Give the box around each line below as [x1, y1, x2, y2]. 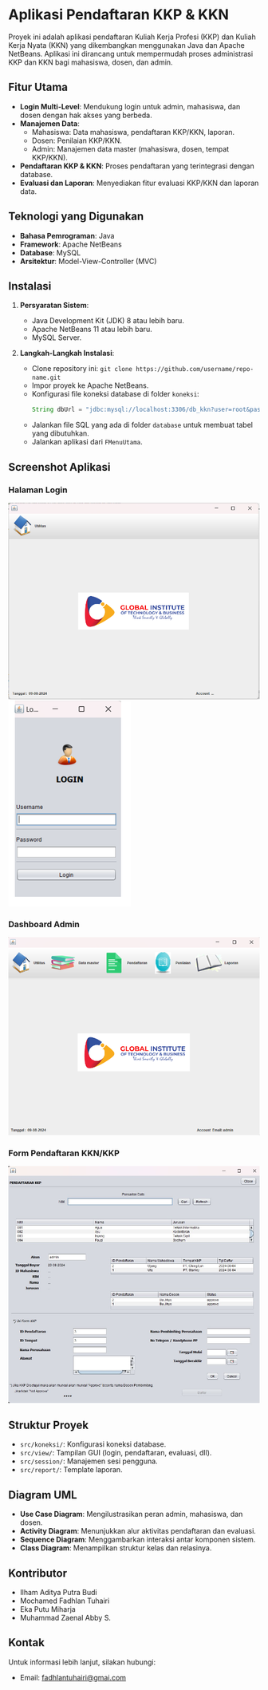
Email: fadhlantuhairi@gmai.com [19, 1672, 126, 1682]
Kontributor [8, 1566, 68, 1580]
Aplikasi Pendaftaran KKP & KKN [8, 6, 230, 24]
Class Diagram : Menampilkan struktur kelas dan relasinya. [19, 1543, 212, 1553]
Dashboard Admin [8, 919, 80, 930]
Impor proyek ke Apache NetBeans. [31, 381, 149, 390]
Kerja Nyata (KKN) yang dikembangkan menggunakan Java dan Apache [8, 40, 245, 49]
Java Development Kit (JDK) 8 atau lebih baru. [31, 316, 185, 326]
